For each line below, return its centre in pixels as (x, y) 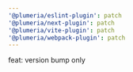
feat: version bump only (47, 60)
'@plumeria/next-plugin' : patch (61, 23)
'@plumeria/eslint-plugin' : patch (65, 15)
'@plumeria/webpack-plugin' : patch (67, 38)
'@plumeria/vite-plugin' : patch (61, 30)
